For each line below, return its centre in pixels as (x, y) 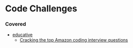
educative (22, 35)
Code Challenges (41, 9)
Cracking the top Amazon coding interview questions (74, 40)
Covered (16, 24)
